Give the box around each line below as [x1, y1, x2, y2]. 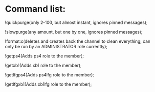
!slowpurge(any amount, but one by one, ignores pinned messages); [5, 29, 143, 35]
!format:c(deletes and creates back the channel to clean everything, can [5, 38, 151, 44]
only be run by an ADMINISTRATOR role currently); [5, 43, 108, 49]
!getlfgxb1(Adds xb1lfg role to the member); [5, 81, 92, 87]
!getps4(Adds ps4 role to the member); [5, 53, 84, 59]
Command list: [5, 3, 66, 15]
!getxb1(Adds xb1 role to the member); [5, 62, 82, 68]
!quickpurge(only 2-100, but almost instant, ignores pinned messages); [5, 19, 148, 25]
